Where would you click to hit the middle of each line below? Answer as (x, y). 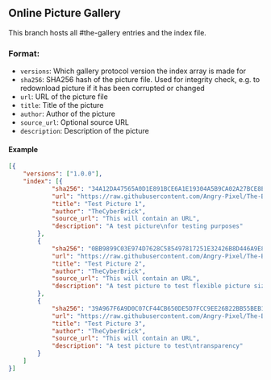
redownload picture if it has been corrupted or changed (113, 89)
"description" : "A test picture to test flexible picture (151, 286)
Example (23, 149)
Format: (24, 53)
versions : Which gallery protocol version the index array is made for (133, 71)
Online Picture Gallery (65, 13)
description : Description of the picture (84, 131)
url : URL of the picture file (64, 97)
